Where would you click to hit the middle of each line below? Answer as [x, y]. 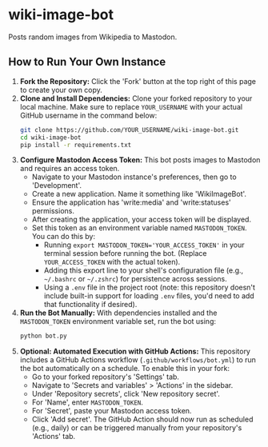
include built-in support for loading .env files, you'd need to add [149, 296]
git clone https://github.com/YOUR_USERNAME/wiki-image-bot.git [129, 130]
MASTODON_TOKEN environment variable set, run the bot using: [118, 321]
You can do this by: [64, 237]
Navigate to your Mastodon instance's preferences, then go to [134, 177]
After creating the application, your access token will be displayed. [142, 220]
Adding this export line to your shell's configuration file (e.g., [144, 270]
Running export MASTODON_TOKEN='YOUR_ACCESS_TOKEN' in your [144, 245]
